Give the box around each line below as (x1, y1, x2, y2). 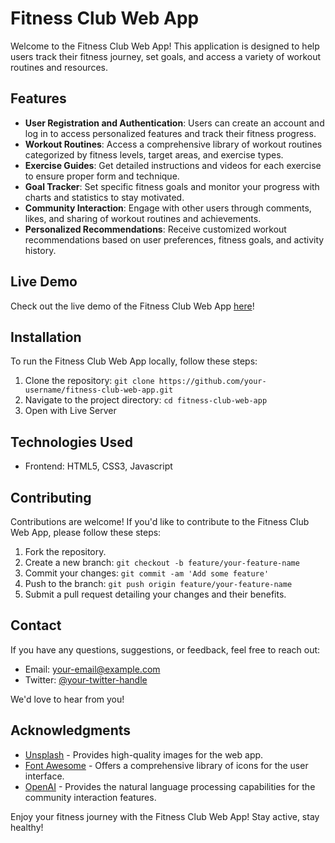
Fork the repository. (24, 546, 107, 557)
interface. (24, 770, 65, 782)
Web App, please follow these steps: (10, 527, 162, 538)
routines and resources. (10, 61, 108, 73)
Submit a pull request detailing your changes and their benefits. (24, 588, 287, 600)
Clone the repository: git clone (24, 375, 155, 387)
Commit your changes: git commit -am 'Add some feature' (24, 567, 270, 579)
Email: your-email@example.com (24, 663, 161, 675)
